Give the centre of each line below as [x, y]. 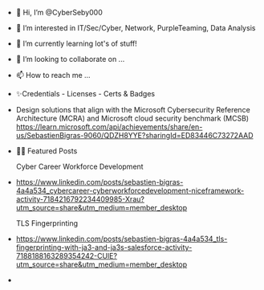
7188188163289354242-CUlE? [67, 256]
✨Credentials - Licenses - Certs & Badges [85, 94]
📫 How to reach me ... [53, 75]
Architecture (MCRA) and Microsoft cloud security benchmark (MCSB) [132, 118]
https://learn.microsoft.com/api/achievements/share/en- [109, 127]
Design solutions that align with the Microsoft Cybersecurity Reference [133, 110]
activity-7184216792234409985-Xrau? [80, 199]
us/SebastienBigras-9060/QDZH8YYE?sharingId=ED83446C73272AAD [135, 135]
